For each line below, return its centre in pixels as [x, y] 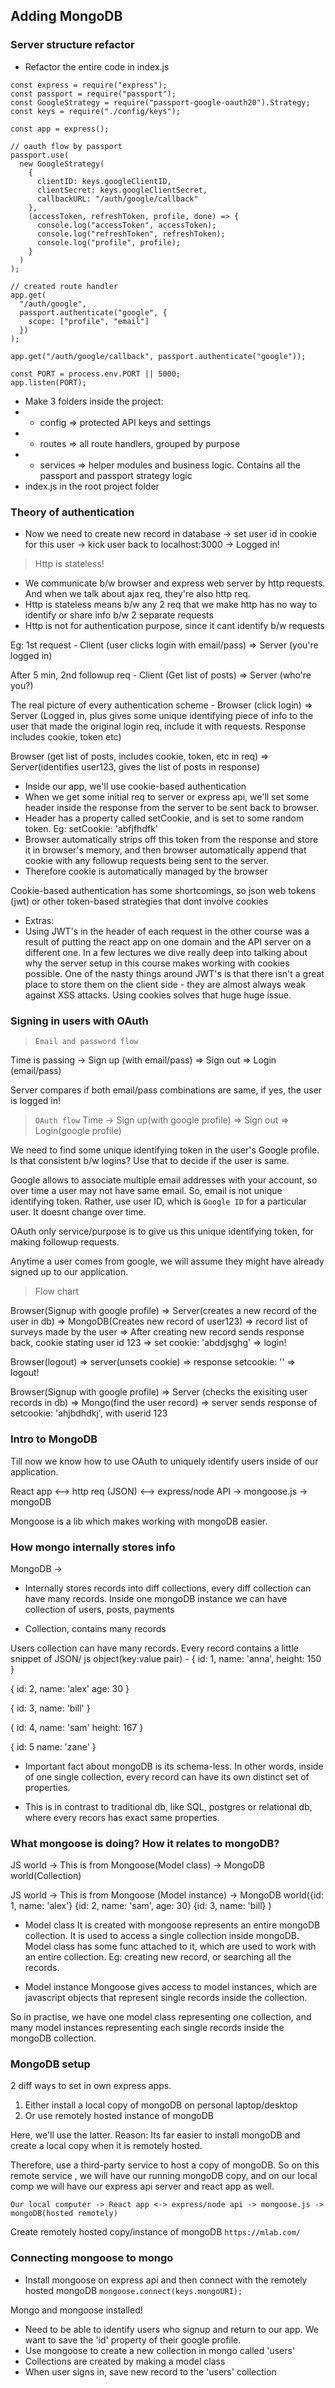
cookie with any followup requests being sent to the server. [147, 860]
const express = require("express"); [89, 85]
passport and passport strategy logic [116, 475]
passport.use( [40, 155]
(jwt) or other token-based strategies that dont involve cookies [139, 901]
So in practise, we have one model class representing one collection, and [161, 2017]
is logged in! [36, 1101]
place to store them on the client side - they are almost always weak [165, 984]
